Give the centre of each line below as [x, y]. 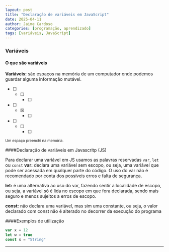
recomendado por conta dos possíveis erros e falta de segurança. [74, 176]
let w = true [19, 235]
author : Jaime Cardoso [29, 24]
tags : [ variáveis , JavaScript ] [38, 33]
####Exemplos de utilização [35, 221]
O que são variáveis [26, 63]
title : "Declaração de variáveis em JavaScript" [57, 15]
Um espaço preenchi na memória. [34, 141]
